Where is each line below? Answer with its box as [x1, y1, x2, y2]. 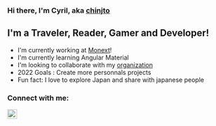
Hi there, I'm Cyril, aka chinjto [7, 6, 110, 15]
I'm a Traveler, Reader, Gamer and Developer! [7, 27, 210, 39]
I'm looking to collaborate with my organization [17, 60, 153, 69]
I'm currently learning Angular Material [17, 53, 129, 62]
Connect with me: [7, 93, 69, 103]
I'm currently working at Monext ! [17, 45, 112, 54]
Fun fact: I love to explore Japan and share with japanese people [17, 76, 205, 84]
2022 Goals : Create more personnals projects [17, 68, 151, 76]
